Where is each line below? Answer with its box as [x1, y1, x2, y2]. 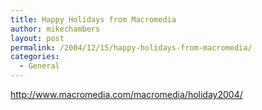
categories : [10, 52, 60, 62]
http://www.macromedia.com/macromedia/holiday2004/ [10, 89, 243, 100]
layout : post [10, 33, 65, 43]
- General [19, 61, 60, 71]
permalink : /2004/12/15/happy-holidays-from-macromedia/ [10, 42, 253, 53]
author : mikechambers [10, 24, 101, 34]
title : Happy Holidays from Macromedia [10, 14, 177, 25]
